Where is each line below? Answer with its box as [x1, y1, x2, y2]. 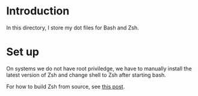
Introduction [6, 4, 70, 18]
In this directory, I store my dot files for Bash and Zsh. [6, 24, 140, 31]
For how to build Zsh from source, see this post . [6, 83, 125, 90]
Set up [6, 45, 39, 59]
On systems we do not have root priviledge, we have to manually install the [6, 65, 192, 72]
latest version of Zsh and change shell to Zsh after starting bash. [6, 71, 167, 79]
